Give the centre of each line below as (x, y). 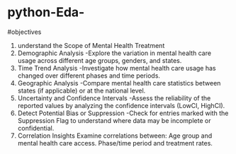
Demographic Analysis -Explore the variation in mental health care (114, 53)
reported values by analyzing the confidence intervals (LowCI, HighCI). (121, 105)
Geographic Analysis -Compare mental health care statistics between (119, 83)
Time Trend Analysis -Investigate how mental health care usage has (117, 68)
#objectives (24, 32)
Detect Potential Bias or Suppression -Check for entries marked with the (123, 113)
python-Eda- (46, 12)
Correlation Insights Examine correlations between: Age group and (115, 136)
